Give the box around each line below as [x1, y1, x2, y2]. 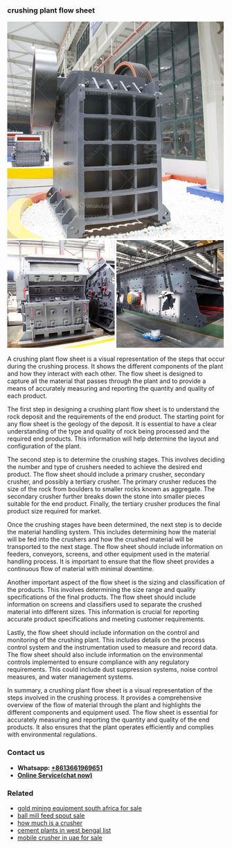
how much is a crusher [17, 818, 83, 827]
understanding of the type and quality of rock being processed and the [7, 427, 210, 436]
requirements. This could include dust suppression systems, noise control [7, 665, 218, 674]
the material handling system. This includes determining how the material [7, 528, 216, 536]
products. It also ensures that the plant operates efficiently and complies [7, 723, 214, 731]
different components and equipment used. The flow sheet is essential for [7, 709, 218, 717]
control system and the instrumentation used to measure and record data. [7, 643, 218, 652]
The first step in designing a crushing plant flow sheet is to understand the [7, 405, 220, 414]
